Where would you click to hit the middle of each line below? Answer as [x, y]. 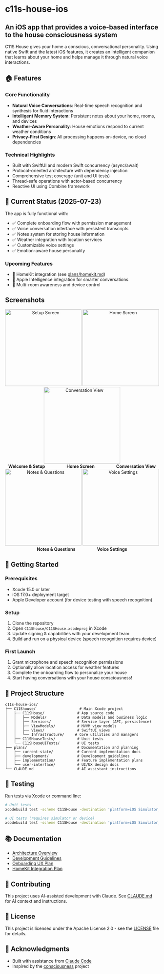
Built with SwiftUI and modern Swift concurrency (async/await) [75, 165]
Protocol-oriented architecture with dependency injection [70, 170]
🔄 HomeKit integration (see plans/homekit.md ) [59, 274]
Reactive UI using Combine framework [51, 186]
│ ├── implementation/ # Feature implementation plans [74, 760]
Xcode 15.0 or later [31, 589]
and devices [24, 121]
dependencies [27, 142]
